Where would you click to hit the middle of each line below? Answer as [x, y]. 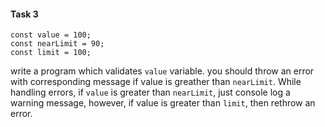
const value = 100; [51, 35]
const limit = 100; [51, 53]
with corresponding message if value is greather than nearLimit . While [156, 82]
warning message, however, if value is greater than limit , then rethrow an [163, 103]
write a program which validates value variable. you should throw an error [162, 71]
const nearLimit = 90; [57, 44]
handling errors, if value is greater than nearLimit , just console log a [150, 92]
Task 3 [24, 14]
